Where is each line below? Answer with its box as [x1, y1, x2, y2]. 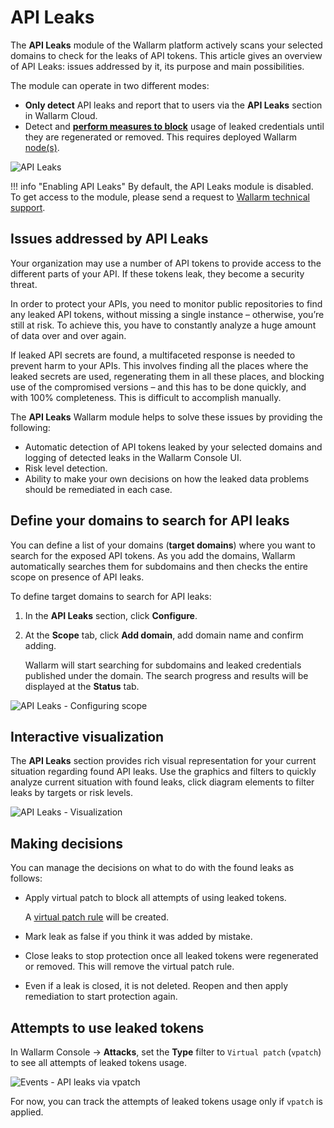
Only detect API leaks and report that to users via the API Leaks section [24, 99, 323, 111]
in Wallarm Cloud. [24, 109, 98, 121]
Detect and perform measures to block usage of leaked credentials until [24, 120, 325, 132]
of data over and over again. [10, 329, 127, 341]
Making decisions [10, 835, 123, 852]
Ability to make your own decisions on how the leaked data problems [24, 472, 310, 485]
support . [10, 201, 46, 213]
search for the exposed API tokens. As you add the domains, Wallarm [10, 549, 296, 561]
